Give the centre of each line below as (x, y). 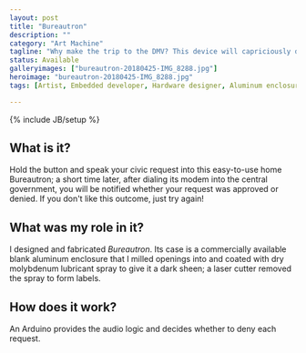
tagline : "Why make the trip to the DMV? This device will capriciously (150, 52)
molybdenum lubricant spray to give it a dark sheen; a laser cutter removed (151, 268)
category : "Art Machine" (56, 43)
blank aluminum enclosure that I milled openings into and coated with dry (147, 259)
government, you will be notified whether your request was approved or (144, 189)
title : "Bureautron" (49, 26)
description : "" (40, 35)
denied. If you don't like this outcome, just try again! (107, 199)
